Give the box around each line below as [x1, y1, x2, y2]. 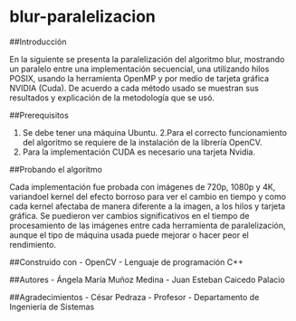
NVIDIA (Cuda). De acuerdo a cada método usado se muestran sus [9, 82, 260, 93]
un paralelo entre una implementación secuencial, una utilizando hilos [9, 63, 270, 74]
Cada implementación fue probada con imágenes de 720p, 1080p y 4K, [9, 181, 276, 192]
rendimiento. [9, 239, 57, 250]
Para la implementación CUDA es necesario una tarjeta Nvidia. [22, 146, 256, 157]
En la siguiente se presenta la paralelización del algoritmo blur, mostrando [9, 53, 285, 64]
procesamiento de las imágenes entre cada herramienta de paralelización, [9, 220, 287, 231]
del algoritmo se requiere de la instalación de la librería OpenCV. [22, 137, 263, 147]
